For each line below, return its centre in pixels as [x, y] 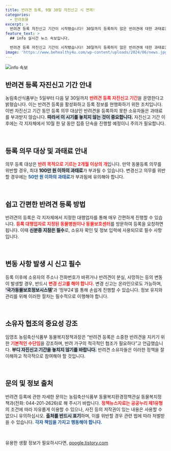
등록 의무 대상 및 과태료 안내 [46, 151]
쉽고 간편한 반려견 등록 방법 [45, 204]
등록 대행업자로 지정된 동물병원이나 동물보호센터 [63, 224]
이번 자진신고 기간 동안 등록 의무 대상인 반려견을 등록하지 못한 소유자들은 [77, 111]
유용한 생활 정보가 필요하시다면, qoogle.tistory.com [57, 442]
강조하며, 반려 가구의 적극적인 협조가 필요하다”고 [93, 343]
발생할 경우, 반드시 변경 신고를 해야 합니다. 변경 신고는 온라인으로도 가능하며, [86, 283]
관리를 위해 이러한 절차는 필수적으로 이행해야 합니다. [57, 296]
